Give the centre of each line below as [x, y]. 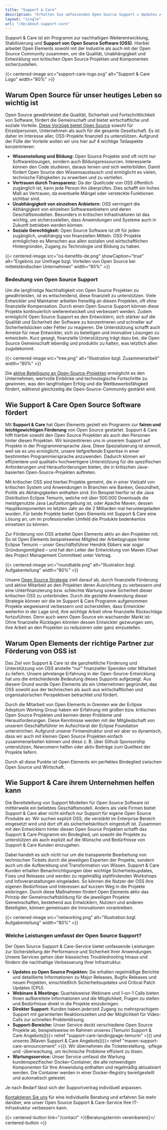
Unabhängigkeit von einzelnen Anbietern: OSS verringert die [76, 204]
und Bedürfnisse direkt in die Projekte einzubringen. [66, 1004]
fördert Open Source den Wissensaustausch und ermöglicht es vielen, [84, 172]
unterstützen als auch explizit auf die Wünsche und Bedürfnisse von [75, 840]
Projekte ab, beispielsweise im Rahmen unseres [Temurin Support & [82, 1030]
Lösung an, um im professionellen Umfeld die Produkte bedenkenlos [75, 519]
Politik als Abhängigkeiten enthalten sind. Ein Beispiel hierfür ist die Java [80, 493]
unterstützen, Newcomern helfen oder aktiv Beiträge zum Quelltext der [78, 747]
